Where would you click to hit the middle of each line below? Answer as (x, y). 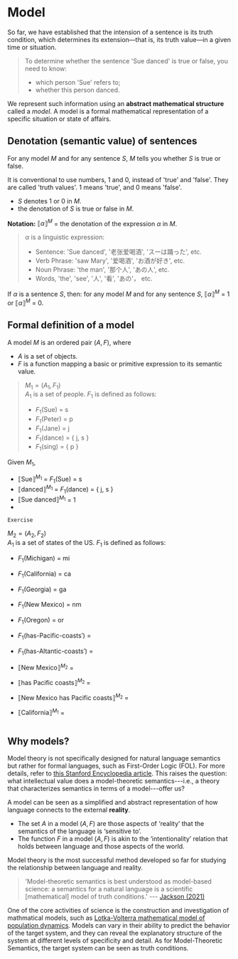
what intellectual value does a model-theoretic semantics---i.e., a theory (114, 781)
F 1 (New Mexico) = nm (49, 605)
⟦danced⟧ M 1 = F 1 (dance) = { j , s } (65, 489)
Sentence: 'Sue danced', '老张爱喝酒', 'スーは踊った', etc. (119, 252)
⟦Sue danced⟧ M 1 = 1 (47, 499)
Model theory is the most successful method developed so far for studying (117, 860)
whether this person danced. (77, 90)
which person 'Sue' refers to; (78, 82)
